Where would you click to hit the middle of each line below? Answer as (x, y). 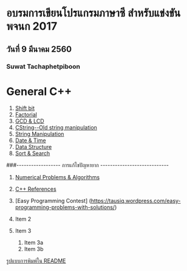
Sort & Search (32, 153)
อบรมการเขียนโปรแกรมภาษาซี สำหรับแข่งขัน (93, 13)
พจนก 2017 (32, 26)
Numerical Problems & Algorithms (57, 177)
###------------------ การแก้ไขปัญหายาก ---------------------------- (87, 165)
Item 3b (34, 249)
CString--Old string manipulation (56, 128)
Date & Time (31, 140)
